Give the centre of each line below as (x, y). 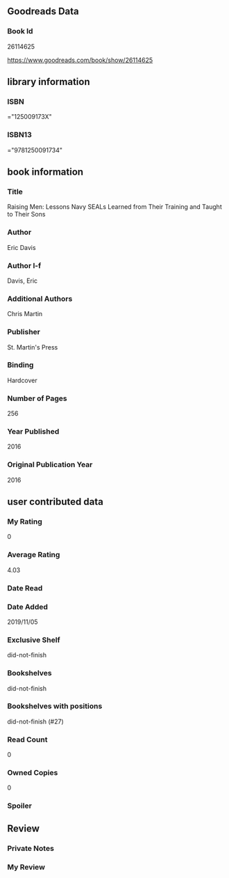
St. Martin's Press (33, 347)
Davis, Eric (23, 281)
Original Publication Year (50, 464)
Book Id (20, 31)
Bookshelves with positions (55, 706)
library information (49, 82)
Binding (20, 365)
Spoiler (20, 806)
